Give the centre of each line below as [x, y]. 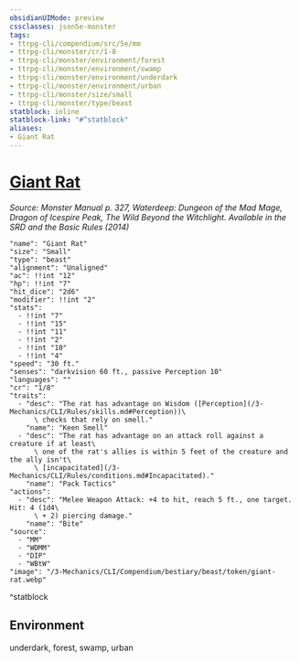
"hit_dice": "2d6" [44, 292]
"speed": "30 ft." [44, 363]
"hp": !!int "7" [40, 283]
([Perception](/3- [228, 403]
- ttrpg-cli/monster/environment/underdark [94, 78]
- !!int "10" [43, 347]
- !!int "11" [43, 331]
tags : [20, 35]
